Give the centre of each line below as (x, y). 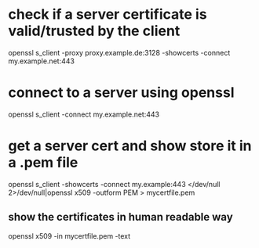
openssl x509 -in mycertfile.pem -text (69, 235)
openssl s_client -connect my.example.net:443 (84, 114)
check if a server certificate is (108, 14)
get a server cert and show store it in (130, 146)
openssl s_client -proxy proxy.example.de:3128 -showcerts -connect (119, 52)
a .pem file (43, 163)
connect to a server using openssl (121, 93)
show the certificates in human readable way (120, 217)
